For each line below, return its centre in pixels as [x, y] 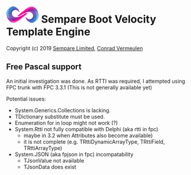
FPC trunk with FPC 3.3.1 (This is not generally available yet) [79, 87]
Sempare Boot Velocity [99, 19]
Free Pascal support [44, 67]
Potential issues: [26, 99]
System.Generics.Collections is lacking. [63, 110]
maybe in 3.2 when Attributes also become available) [88, 135]
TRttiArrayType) [43, 148]
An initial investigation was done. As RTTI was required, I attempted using [96, 81]
